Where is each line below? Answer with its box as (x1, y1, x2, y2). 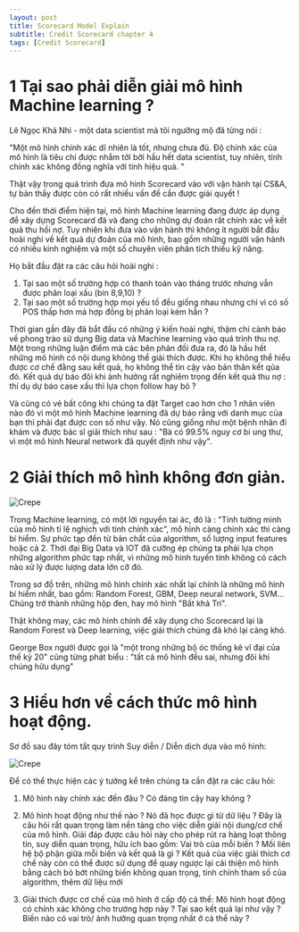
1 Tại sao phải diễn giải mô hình (9, 77, 244, 97)
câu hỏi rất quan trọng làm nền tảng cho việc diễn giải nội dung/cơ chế (21, 819, 283, 831)
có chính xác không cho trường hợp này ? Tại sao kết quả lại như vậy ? (21, 903, 281, 914)
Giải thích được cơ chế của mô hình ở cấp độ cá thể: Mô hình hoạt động (21, 894, 286, 905)
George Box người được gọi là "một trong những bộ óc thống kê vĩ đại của (9, 642, 281, 653)
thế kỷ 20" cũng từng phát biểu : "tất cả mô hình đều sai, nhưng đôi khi (9, 651, 270, 662)
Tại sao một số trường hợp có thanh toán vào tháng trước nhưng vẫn (21, 278, 274, 289)
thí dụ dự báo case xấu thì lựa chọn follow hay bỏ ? (9, 381, 196, 391)
